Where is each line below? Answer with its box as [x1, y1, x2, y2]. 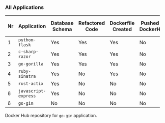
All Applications [5, 4, 44, 11]
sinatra [18, 73, 36, 79]
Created [112, 26, 132, 33]
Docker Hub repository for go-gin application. [5, 113, 97, 119]
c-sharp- [18, 49, 39, 55]
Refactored [78, 20, 105, 27]
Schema [52, 26, 72, 33]
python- [18, 37, 36, 43]
